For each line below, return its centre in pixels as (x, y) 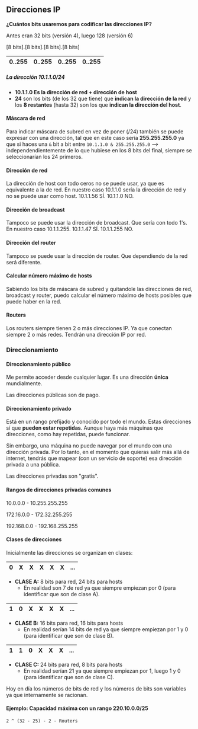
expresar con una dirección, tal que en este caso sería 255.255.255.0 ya (95, 138)
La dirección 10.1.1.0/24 (35, 77)
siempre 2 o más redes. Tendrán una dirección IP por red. (76, 335)
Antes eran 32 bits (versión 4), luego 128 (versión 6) (69, 36)
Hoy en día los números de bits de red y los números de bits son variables (96, 688)
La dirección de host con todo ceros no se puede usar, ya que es (85, 184)
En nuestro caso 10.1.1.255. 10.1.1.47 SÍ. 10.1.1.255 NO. (70, 229)
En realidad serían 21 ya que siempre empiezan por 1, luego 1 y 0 (102, 671)
